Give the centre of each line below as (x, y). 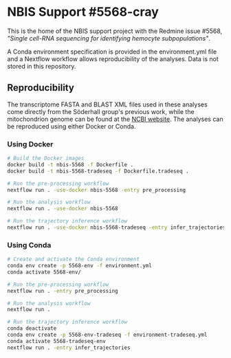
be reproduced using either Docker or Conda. (71, 126)
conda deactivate (32, 328)
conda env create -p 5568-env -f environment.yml (80, 266)
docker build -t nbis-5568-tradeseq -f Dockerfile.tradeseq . (98, 171)
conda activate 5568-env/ (44, 272)
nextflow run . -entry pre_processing (63, 291)
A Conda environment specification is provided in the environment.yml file (112, 52)
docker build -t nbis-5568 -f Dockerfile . (70, 165)
